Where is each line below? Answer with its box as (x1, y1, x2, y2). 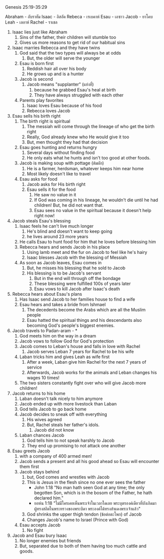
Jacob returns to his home (12, 391, 66, 396)
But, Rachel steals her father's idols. (26, 422, 100, 428)
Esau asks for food (19, 176, 58, 182)
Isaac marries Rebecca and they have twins (12, 45, 100, 51)
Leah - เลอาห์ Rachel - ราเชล (5, 19, 58, 25)
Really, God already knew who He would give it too (26, 134, 130, 140)
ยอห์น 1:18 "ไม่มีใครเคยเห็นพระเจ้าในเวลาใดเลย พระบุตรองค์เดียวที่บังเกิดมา (34, 500, 157, 506)
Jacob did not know (34, 427, 74, 433)
